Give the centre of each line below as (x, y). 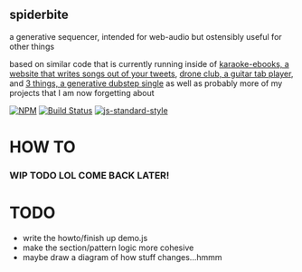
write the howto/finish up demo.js (85, 238)
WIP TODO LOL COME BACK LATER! (90, 175)
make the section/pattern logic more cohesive (108, 248)
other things (32, 46)
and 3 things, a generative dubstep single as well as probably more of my (146, 83)
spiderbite (39, 15)
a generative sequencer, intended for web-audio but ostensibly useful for (146, 36)
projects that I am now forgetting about (82, 92)
